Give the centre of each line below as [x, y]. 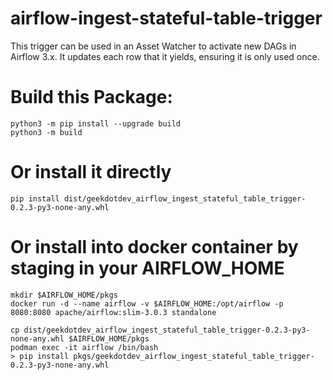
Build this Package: [91, 97]
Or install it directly [91, 172]
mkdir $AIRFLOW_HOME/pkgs [64, 295]
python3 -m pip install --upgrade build [96, 123]
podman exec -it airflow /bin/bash [84, 347]
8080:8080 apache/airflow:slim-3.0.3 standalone [113, 312]
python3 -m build [46, 132]
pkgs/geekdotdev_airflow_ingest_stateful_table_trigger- [194, 356]
